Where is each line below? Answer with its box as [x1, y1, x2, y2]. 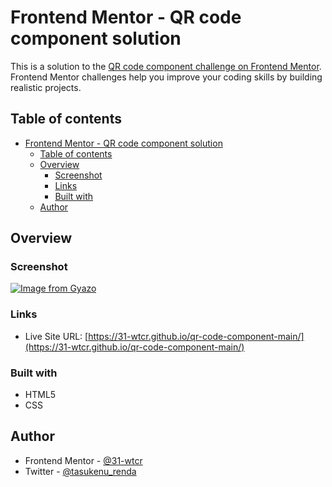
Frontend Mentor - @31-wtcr [24, 454, 143, 466]
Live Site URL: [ [24, 330, 89, 342]
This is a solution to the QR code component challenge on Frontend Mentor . [10, 60, 322, 72]
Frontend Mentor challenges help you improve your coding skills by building [10, 71, 323, 83]
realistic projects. [10, 81, 82, 93]
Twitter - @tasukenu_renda [24, 465, 137, 477]
